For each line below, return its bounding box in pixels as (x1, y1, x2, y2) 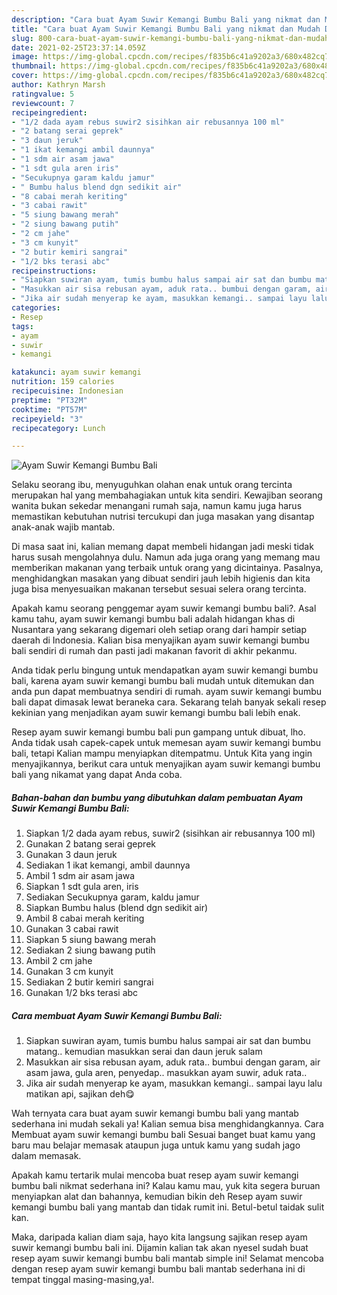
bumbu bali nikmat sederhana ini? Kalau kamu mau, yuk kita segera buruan (11, 1180, 321, 1192)
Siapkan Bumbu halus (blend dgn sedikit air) (25, 902, 209, 914)
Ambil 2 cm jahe (25, 955, 93, 967)
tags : (11, 321, 34, 331)
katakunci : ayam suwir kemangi (11, 367, 142, 378)
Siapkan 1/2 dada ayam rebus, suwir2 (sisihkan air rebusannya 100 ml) (25, 827, 316, 840)
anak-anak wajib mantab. (11, 521, 116, 533)
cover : (11, 71, 39, 81)
